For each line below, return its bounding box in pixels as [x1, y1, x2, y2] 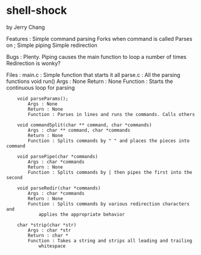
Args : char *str [28, 227, 71, 233]
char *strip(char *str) [17, 222, 77, 228]
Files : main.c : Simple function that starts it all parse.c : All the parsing [6, 71, 181, 78]
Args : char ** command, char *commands [28, 127, 131, 133]
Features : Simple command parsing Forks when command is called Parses [6, 35, 193, 42]
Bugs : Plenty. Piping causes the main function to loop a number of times [6, 53, 187, 60]
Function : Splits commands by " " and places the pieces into [28, 138, 190, 144]
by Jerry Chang [6, 23, 45, 31]
